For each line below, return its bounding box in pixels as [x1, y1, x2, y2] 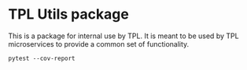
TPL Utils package [8, 5, 130, 23]
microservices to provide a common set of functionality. [8, 39, 190, 48]
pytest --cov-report [8, 54, 76, 62]
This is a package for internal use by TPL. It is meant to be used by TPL [8, 31, 239, 40]
